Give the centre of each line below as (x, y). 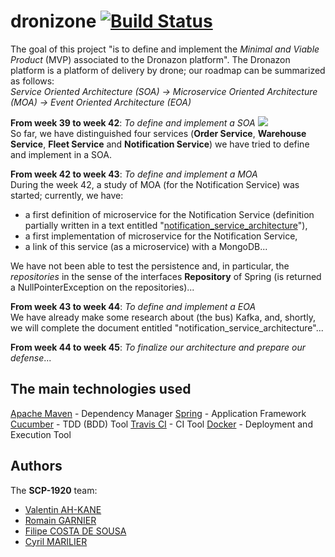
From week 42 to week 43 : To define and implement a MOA (134, 174)
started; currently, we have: (67, 195)
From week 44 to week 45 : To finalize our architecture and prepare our (158, 347)
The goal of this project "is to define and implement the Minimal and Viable (165, 49)
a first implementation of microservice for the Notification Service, (161, 236)
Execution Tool (41, 434)
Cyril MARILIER (56, 541)
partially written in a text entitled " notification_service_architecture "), (166, 225)
